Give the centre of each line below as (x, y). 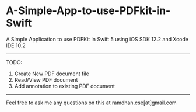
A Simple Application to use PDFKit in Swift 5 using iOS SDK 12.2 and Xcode (97, 39)
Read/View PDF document (46, 79)
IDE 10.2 (16, 45)
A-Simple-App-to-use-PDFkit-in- (88, 11)
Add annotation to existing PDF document (64, 86)
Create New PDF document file (52, 73)
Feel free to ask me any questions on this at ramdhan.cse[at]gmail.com (91, 103)
